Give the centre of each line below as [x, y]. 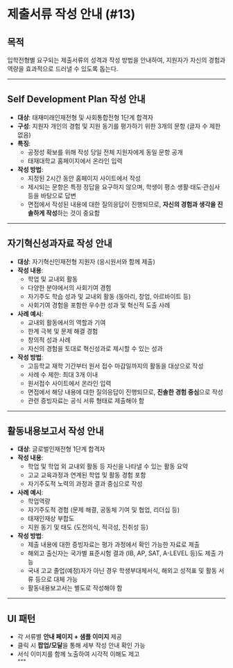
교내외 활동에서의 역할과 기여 [67, 322]
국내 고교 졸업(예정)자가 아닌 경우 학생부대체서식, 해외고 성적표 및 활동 [122, 571]
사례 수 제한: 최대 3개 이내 [63, 374]
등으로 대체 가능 [57, 579]
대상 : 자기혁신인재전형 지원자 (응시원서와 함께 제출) [86, 261]
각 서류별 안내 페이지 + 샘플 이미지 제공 [70, 637]
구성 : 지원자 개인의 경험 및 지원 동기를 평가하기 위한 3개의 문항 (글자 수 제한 [119, 126]
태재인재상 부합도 [51, 519]
